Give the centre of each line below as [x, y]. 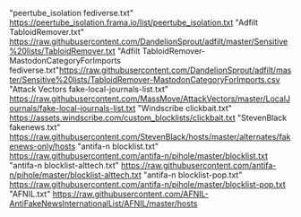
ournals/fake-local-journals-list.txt [73, 108]
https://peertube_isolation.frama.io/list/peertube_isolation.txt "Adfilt [133, 22]
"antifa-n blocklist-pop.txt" [193, 175]
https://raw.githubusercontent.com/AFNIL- [130, 194]
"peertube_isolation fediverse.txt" [72, 13]
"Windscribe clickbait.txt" [185, 108]
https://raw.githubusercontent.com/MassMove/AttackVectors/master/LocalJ [150, 99]
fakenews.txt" [35, 127]
